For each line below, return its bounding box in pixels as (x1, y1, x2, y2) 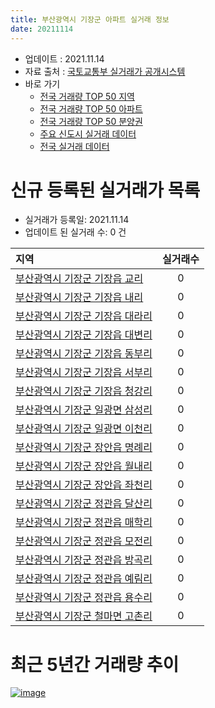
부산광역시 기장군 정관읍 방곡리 (15, 553, 153, 567)
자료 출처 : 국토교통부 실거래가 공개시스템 (24, 65, 186, 77)
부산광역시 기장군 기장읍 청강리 (15, 384, 153, 398)
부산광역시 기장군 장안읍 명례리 (15, 441, 153, 455)
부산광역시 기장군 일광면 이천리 (15, 422, 153, 436)
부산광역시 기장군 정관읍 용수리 (15, 591, 153, 605)
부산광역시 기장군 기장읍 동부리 (15, 347, 153, 361)
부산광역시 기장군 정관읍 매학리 (15, 516, 153, 530)
